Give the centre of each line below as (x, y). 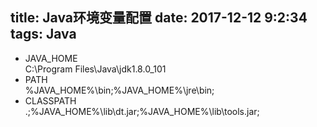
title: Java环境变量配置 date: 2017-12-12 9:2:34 (159, 18)
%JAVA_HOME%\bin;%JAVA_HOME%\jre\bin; (119, 90)
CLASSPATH (50, 100)
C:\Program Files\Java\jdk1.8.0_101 (95, 69)
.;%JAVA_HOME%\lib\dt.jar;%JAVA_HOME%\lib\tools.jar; (142, 111)
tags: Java (43, 34)
